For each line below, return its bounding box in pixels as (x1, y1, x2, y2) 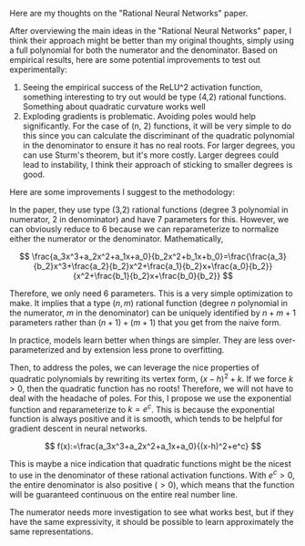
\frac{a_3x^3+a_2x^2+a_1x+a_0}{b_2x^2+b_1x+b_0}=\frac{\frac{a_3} (31, 251, 287, 262)
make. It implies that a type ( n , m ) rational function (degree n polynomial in (9, 298, 289, 308)
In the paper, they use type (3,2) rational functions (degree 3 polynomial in (9, 204, 289, 215)
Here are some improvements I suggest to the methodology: (9, 187, 235, 197)
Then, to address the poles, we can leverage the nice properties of (9, 362, 259, 373)
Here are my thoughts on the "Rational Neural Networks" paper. (9, 8, 249, 18)
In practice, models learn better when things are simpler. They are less (9, 335, 274, 345)
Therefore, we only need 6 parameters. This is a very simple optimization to (9, 288, 293, 299)
